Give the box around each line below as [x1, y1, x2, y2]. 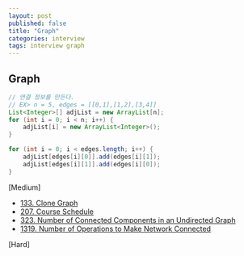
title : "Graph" [8, 27, 60, 35]
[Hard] [8, 239, 31, 249]
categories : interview [8, 34, 85, 43]
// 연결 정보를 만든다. [8, 93, 75, 101]
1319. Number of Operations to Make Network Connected [19, 224, 212, 233]
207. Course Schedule [19, 207, 95, 216]
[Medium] [8, 183, 41, 192]
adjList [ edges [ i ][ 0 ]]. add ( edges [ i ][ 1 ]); [23, 153, 161, 162]
